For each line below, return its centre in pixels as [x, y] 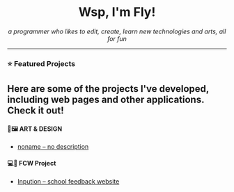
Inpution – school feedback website [68, 181]
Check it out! [36, 111]
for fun [117, 38]
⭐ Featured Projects [41, 63]
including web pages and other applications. [106, 100]
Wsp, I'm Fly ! [117, 12]
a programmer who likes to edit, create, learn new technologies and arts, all [117, 31]
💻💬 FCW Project [32, 163]
